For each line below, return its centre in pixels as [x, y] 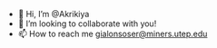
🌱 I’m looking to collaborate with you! [87, 24]
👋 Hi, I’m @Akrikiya [54, 14]
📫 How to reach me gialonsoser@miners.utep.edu [113, 34]
